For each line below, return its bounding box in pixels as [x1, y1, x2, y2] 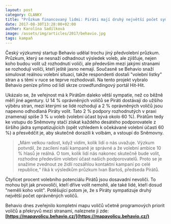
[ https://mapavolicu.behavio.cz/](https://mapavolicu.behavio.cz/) [5, 213, 150, 219]
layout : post [5, 7, 33, 13]
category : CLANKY [5, 12, 42, 17]
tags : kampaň [5, 36, 33, 41]
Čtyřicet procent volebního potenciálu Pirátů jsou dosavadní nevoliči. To [5, 176, 156, 182]
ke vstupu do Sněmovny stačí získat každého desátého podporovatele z [5, 119, 156, 125]
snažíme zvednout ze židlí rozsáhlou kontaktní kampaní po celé [17, 161, 151, 167]
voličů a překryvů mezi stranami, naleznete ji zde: [5, 208, 109, 214]
